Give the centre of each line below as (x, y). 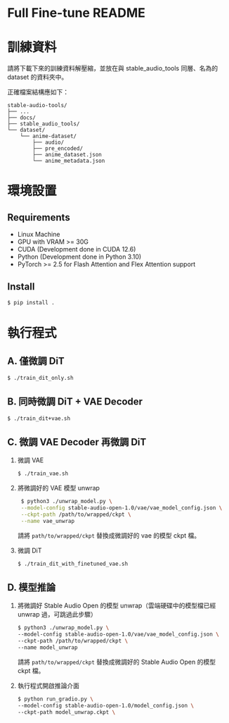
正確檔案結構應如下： (38, 92)
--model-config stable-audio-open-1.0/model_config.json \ (106, 705)
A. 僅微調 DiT (36, 361)
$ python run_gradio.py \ (55, 699)
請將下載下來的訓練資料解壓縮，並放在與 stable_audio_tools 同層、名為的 (113, 68)
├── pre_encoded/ (58, 149)
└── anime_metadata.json (69, 161)
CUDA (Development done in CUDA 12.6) (77, 249)
